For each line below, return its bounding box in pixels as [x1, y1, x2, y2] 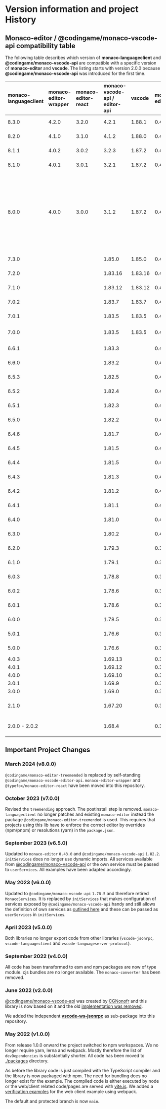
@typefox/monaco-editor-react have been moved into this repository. [5, 783, 145, 788]
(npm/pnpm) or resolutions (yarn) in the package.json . [5, 827, 115, 833]
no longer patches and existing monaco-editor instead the [37, 811, 154, 817]
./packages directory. [5, 1058, 49, 1064]
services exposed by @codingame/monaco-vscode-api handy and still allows [5, 901, 156, 907]
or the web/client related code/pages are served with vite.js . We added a [5, 1083, 153, 1089]
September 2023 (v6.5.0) [5, 840, 68, 847]
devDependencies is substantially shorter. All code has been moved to [5, 1052, 145, 1058]
